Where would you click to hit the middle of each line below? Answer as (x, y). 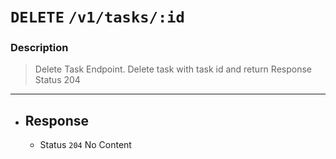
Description (39, 48)
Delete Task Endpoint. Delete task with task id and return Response (173, 69)
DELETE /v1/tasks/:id (97, 17)
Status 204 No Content (85, 145)
